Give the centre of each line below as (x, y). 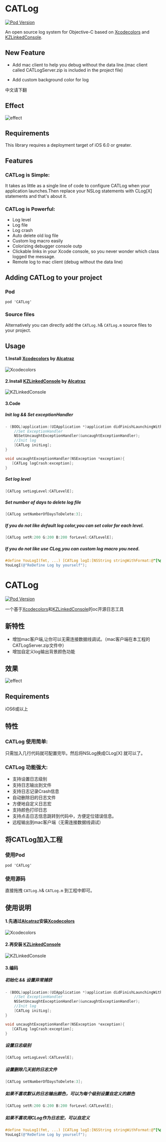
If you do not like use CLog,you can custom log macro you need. (72, 549)
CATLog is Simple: (28, 175)
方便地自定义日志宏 (32, 804)
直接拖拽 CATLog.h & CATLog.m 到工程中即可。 (50, 891)
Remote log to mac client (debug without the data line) (67, 262)
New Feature (25, 53)
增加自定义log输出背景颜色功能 (44, 651)
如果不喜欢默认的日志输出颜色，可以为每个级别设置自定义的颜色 (70, 1093)
